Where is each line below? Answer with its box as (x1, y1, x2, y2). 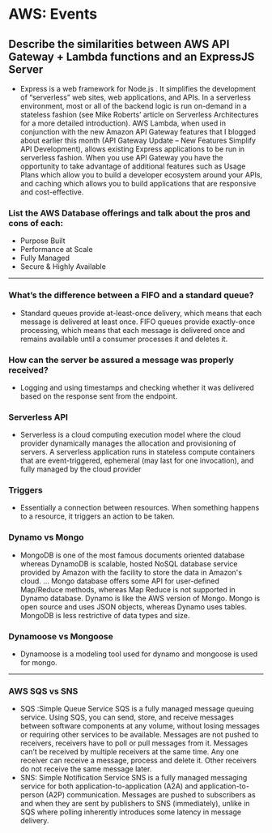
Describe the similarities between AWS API (8, 37, 230, 51)
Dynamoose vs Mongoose (8, 630, 113, 642)
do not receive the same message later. (19, 764, 152, 774)
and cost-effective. (19, 187, 84, 197)
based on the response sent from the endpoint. (19, 391, 178, 401)
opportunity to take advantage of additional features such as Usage (19, 161, 246, 171)
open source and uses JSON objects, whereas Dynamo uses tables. (19, 601, 247, 612)
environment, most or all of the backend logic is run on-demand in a (19, 101, 247, 110)
